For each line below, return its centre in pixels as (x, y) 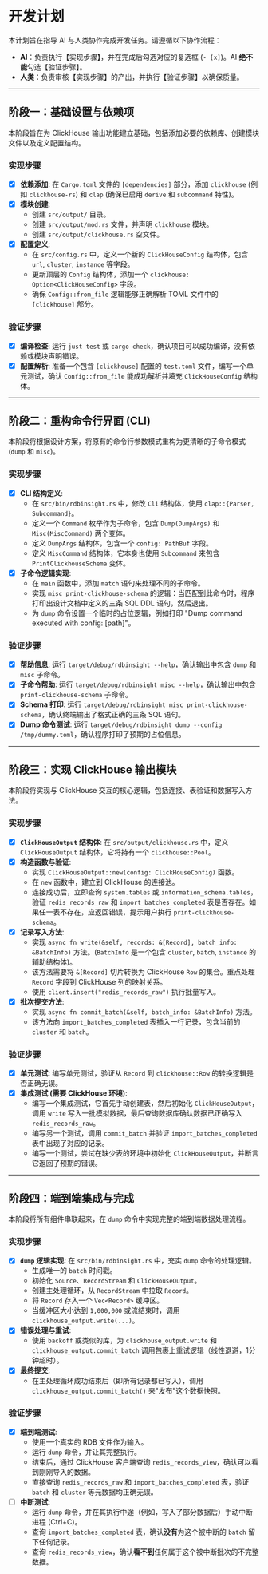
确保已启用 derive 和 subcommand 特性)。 (173, 194)
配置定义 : (35, 244)
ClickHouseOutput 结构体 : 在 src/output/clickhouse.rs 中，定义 (124, 842)
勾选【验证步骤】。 (57, 67)
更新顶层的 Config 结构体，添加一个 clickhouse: (110, 274)
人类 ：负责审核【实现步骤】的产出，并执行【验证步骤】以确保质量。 (132, 77)
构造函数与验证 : (45, 862)
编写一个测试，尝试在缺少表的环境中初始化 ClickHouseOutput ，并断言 (145, 1153)
